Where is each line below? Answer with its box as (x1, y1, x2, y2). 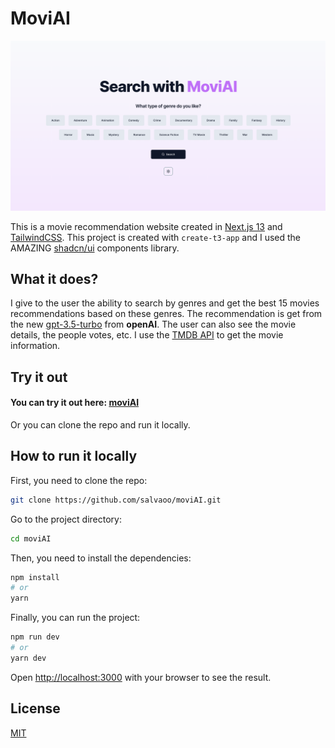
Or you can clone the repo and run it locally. (10, 419, 191, 431)
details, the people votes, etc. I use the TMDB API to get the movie (10, 329, 284, 341)
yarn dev (10, 653, 47, 663)
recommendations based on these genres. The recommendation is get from (10, 308, 323, 320)
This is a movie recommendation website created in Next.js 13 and (10, 220, 283, 232)
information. (10, 340, 61, 352)
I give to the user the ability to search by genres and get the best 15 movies (10, 297, 320, 309)
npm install (10, 572, 60, 582)
